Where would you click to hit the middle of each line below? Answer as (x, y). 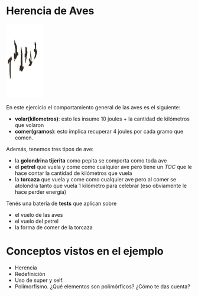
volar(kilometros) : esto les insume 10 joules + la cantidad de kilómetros (102, 119)
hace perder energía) (40, 192)
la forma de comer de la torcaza (53, 227)
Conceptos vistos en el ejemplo (85, 251)
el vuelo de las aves (39, 214)
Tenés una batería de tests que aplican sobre (61, 203)
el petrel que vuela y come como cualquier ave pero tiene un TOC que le (103, 167)
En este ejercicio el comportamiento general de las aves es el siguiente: (93, 107)
